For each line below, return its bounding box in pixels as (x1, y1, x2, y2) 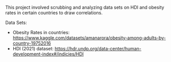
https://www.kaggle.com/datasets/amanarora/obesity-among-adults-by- (12, 35, 166, 41)
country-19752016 (12, 40, 51, 46)
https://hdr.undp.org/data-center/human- (54, 46, 142, 51)
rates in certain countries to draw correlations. (5, 10, 103, 16)
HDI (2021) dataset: (12, 46, 54, 51)
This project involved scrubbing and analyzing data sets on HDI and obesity (5, 5, 164, 10)
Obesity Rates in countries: (12, 29, 70, 35)
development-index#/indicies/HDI (12, 51, 84, 57)
